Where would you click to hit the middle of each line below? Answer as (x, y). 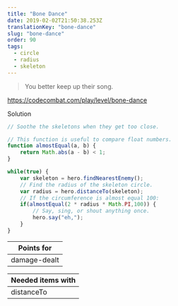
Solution (19, 114)
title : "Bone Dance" (38, 14)
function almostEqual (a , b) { (52, 146)
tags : (15, 47)
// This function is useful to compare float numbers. (90, 139)
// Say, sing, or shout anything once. (91, 211)
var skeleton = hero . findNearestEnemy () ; (82, 178)
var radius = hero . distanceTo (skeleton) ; (82, 191)
